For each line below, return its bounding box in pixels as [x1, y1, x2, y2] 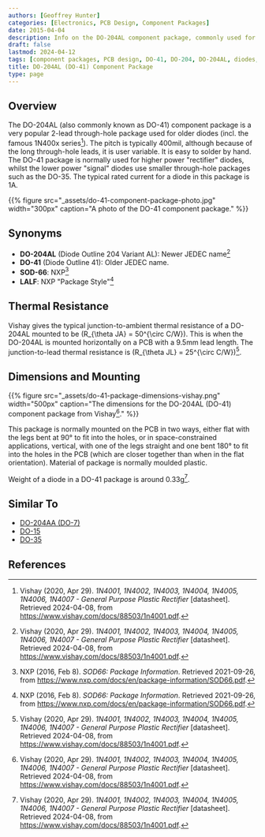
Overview [8, 99, 58, 113]
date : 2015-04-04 [8, 26, 65, 34]
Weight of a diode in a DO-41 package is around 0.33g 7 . [8, 473, 190, 484]
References [8, 558, 66, 571]
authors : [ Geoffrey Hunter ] [8, 11, 101, 20]
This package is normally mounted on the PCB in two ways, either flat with [8, 424, 250, 434]
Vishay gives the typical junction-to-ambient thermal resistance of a [8, 320, 230, 330]
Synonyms [8, 226, 62, 241]
